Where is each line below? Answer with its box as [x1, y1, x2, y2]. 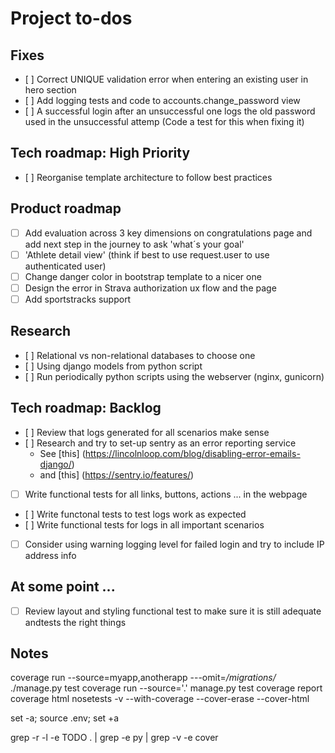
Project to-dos [10, 7, 133, 30]
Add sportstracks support [24, 293, 132, 305]
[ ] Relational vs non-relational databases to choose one [24, 349, 256, 361]
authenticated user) [24, 260, 107, 272]
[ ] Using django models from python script [24, 360, 203, 372]
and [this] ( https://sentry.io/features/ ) [39, 468, 195, 481]
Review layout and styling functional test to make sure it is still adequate [24, 605, 322, 617]
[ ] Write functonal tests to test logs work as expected [24, 508, 247, 520]
